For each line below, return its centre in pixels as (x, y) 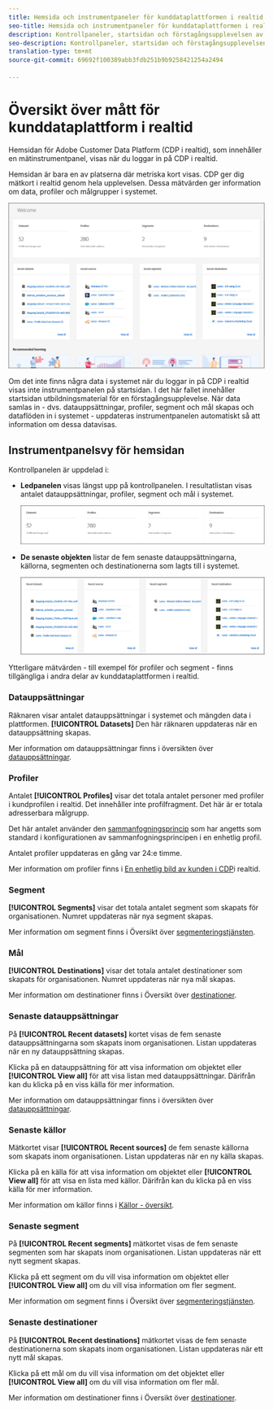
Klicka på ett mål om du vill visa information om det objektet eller (117, 1373)
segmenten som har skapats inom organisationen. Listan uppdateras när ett (135, 1252)
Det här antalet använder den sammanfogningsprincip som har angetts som (135, 828)
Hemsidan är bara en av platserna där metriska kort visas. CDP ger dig (126, 174)
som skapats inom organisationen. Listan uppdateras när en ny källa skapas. (136, 1156)
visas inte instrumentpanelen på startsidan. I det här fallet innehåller (122, 390)
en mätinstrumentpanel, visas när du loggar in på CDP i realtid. (113, 158)
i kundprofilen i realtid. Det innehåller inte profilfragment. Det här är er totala (135, 804)
